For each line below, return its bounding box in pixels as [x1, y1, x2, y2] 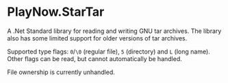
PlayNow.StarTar [7, 4, 105, 20]
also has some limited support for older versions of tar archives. [7, 34, 188, 42]
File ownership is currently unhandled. [7, 68, 115, 76]
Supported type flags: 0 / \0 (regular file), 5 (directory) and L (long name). [7, 47, 210, 56]
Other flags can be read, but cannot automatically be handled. [7, 54, 183, 62]
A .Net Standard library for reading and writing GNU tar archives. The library [7, 27, 222, 35]
